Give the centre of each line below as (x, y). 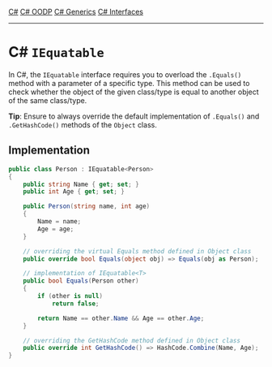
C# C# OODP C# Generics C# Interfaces (76, 12)
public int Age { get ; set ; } (74, 192)
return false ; (75, 304)
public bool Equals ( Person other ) (81, 281)
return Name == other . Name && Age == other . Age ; (121, 318)
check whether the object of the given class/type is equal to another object (134, 92)
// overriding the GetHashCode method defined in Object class (132, 340)
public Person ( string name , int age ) (87, 206)
